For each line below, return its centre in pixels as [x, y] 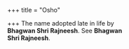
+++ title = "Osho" [34, 10]
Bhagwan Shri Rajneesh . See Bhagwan [65, 31]
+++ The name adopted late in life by [61, 23]
